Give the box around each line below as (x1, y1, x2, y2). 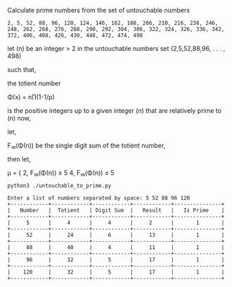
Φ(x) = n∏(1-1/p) (7, 93, 55, 101)
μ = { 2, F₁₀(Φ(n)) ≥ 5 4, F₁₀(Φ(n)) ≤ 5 (7, 169, 115, 177)
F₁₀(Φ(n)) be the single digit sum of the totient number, (7, 141, 166, 149)
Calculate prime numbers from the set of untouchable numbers (7, 6, 190, 14)
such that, (7, 66, 37, 73)
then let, (7, 155, 32, 163)
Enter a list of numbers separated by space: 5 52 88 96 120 (7, 195, 191, 202)
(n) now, (7, 114, 32, 122)
